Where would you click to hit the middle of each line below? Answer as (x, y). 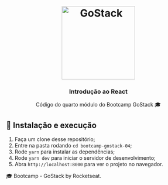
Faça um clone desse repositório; (55, 139)
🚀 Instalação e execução (51, 125)
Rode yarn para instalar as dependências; (65, 152)
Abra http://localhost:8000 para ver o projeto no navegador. (89, 165)
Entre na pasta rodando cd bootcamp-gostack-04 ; (73, 146)
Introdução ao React (98, 92)
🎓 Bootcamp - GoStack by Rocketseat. (54, 176)
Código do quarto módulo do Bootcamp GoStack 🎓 (98, 105)
